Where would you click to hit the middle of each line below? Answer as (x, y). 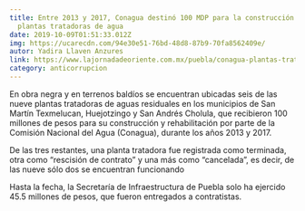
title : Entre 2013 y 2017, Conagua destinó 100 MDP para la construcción (152, 18)
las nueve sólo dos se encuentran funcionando (97, 169)
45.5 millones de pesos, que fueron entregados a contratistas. (126, 197)
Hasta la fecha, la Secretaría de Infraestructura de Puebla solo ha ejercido (148, 187)
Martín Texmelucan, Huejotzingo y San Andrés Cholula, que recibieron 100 (148, 113)
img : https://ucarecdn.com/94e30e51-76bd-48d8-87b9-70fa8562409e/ (138, 43)
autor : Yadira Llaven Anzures (67, 52)
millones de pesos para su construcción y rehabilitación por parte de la (142, 122)
